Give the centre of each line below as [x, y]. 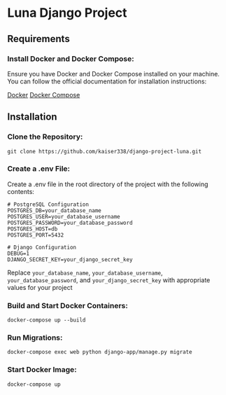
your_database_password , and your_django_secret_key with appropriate [109, 280]
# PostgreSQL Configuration [48, 205]
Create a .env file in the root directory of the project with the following [108, 184]
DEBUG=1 [19, 254]
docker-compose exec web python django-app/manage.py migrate [100, 352]
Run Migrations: [35, 338]
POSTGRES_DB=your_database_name [54, 210]
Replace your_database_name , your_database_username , [85, 272]
